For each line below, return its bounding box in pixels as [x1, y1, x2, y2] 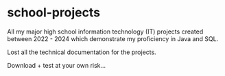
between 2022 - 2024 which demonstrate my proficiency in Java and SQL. [7, 34, 219, 42]
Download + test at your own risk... [7, 61, 106, 69]
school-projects [7, 5, 101, 21]
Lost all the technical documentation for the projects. [7, 48, 156, 56]
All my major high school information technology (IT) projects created [7, 27, 204, 36]
